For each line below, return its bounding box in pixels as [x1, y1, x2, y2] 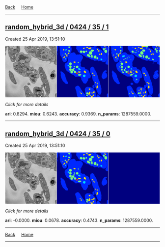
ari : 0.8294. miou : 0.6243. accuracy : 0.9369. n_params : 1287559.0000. [5, 110, 152, 117]
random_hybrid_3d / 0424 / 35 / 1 [5, 23, 109, 31]
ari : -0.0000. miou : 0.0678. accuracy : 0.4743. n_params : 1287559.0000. [5, 218, 153, 223]
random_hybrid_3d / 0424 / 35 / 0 [5, 130, 110, 138]
